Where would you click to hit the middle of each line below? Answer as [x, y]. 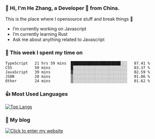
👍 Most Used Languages [37, 94]
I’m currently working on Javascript [49, 29]
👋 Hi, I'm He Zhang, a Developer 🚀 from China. [62, 8]
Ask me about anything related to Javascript [59, 39]
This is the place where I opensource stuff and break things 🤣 [69, 19]
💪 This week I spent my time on [44, 53]
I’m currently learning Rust [40, 34]
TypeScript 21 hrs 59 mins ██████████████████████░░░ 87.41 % [78, 63]
